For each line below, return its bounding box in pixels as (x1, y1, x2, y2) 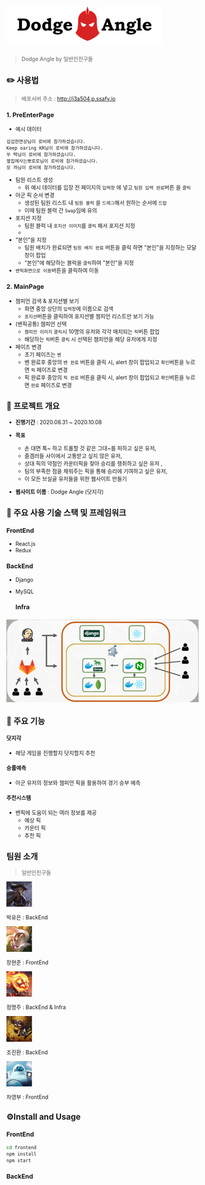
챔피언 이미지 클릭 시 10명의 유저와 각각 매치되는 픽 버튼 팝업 (24, 327, 160, 335)
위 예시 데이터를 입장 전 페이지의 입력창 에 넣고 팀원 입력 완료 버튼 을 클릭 (24, 184, 191, 191)
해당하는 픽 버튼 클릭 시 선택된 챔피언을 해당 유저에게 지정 (24, 335, 157, 343)
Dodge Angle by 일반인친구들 (21, 55, 93, 63)
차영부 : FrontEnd (6, 1093, 49, 1101)
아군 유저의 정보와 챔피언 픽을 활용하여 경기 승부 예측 (15, 779, 141, 786)
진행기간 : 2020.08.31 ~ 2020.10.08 (15, 418, 103, 426)
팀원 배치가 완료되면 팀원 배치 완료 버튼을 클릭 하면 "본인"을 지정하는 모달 (24, 244, 197, 251)
